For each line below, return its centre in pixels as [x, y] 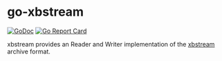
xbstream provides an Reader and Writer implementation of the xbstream [111, 44]
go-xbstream [46, 12]
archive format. [29, 51]
